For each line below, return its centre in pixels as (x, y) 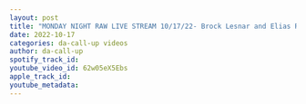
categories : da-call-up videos (69, 43)
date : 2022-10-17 (42, 34)
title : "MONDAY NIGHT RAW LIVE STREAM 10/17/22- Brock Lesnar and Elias (150, 26)
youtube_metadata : (44, 85)
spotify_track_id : (44, 60)
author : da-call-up (46, 52)
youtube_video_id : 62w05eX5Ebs (69, 69)
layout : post (34, 18)
